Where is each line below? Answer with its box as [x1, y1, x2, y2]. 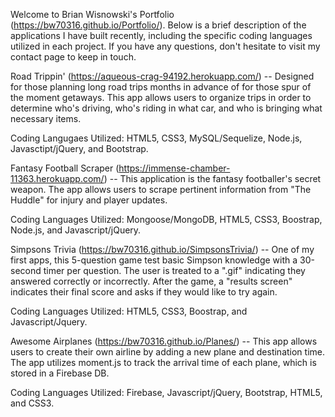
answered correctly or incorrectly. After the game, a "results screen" [10, 275, 293, 287]
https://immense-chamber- [118, 162, 231, 174]
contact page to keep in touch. [10, 51, 137, 63]
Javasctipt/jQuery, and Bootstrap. [10, 143, 149, 154]
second [10, 265, 42, 276]
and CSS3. [10, 397, 55, 409]
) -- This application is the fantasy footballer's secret [103, 173, 322, 184]
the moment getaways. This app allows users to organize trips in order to [10, 92, 312, 103]
